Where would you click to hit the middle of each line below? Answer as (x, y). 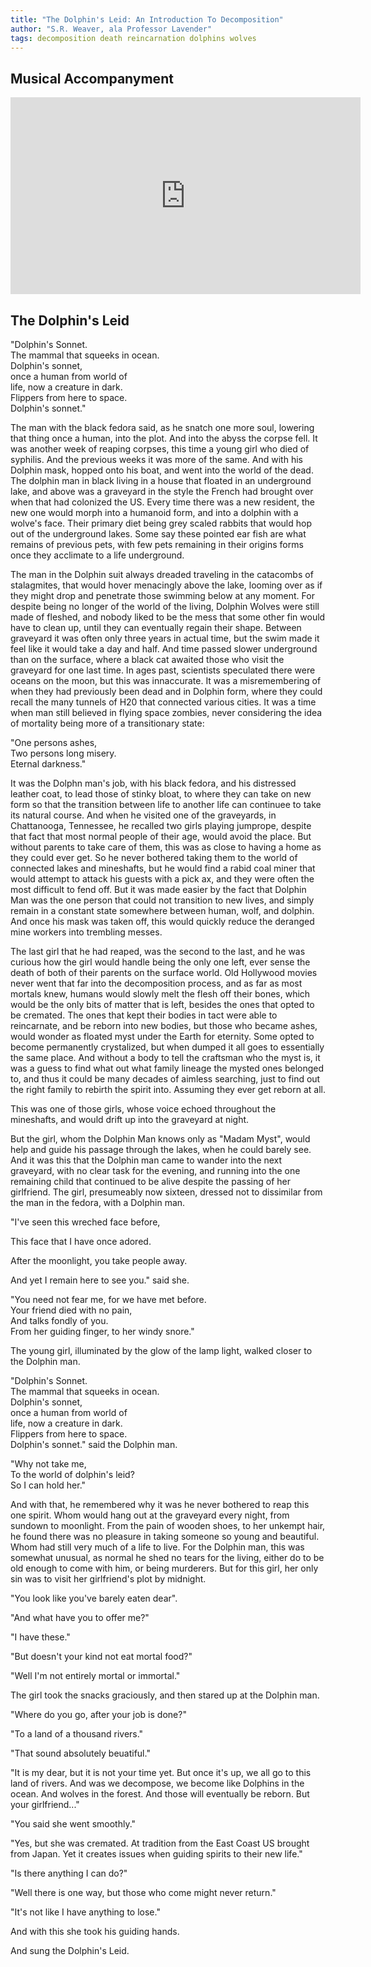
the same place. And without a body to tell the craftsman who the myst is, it (165, 1057)
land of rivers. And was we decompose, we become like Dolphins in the (157, 1783)
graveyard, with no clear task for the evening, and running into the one (155, 1170)
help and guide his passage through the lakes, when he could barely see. (161, 1149)
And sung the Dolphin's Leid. (70, 1950)
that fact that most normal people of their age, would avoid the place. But (161, 836)
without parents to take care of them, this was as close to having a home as (166, 847)
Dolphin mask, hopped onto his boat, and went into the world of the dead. (162, 470)
